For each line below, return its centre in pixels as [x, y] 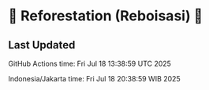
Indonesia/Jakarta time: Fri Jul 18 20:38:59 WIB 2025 [94, 79]
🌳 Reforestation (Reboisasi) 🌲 [106, 16]
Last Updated [42, 45]
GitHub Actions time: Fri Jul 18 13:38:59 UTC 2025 [90, 63]
